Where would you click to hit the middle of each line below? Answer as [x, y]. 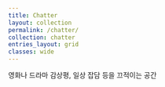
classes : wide [31, 52]
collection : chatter [42, 37]
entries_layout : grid [44, 45]
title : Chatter [33, 15]
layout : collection [40, 23]
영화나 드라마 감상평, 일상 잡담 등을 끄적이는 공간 [82, 75]
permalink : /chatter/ [44, 30]
